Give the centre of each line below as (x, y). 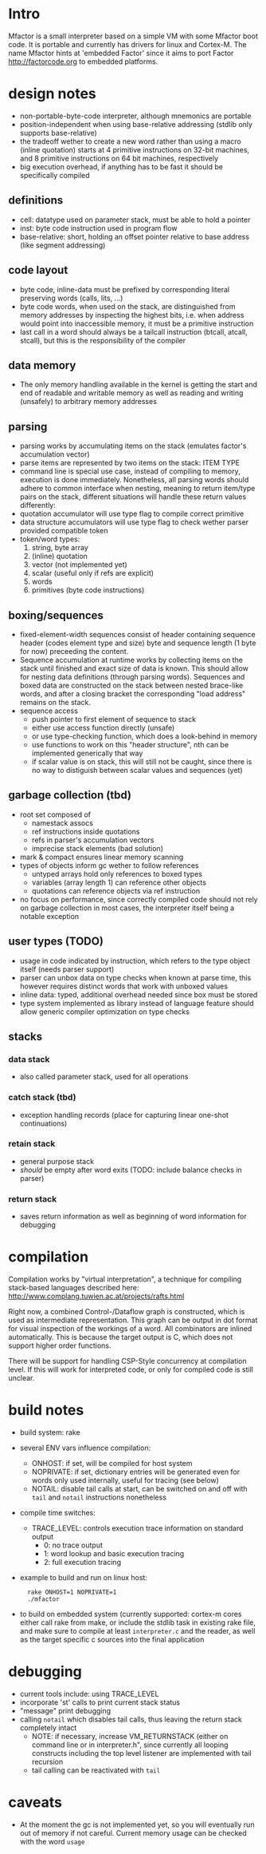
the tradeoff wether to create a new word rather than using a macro (130, 141)
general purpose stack (57, 1161)
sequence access (49, 711)
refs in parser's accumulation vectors (93, 840)
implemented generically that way (87, 753)
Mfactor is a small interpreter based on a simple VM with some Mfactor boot (133, 36)
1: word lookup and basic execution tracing (114, 1554)
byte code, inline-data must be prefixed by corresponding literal (124, 289)
